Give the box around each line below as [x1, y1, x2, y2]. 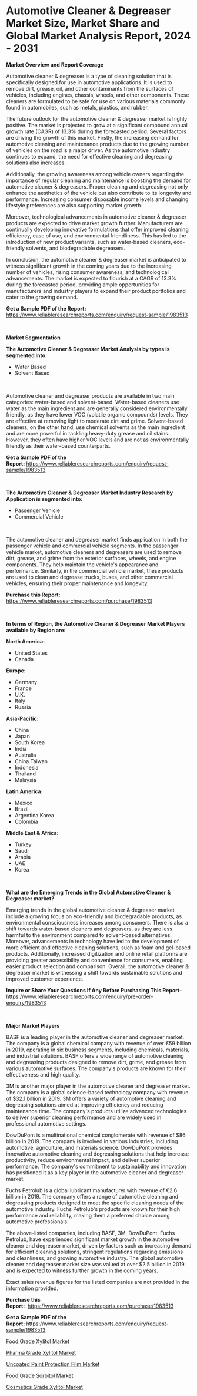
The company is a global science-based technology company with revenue [6, 1088, 189, 1095]
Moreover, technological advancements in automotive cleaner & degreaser [6, 213, 187, 220]
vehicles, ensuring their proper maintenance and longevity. [6, 579, 149, 587]
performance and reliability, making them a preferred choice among [6, 1212, 171, 1219]
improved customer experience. [6, 975, 84, 982]
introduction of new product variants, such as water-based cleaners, [6, 238, 172, 245]
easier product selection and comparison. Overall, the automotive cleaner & [6, 962, 189, 970]
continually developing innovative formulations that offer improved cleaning [6, 226, 189, 233]
